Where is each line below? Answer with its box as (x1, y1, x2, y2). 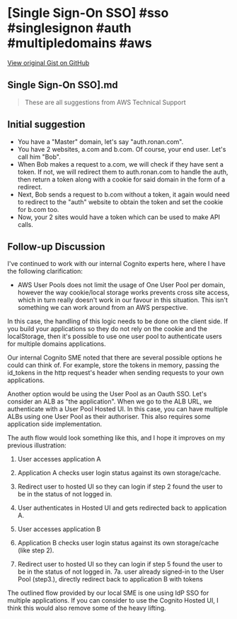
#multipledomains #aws (7, 35, 152, 51)
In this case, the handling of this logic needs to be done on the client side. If (7, 317, 229, 325)
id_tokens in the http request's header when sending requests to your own (7, 369, 224, 377)
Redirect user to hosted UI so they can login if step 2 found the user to (17, 482, 223, 491)
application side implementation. (7, 420, 103, 428)
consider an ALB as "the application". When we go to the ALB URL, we (7, 397, 212, 406)
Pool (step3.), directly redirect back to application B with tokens (17, 575, 203, 584)
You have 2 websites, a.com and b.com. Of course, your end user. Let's (17, 145, 226, 153)
